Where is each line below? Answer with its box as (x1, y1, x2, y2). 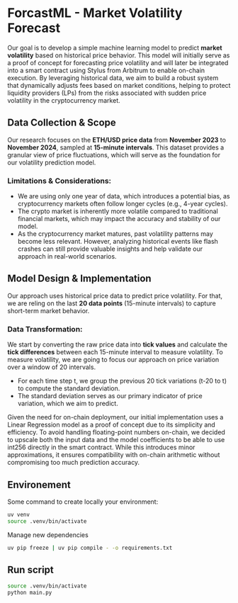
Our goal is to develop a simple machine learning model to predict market (7, 43, 222, 52)
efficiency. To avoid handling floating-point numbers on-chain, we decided (7, 428, 225, 436)
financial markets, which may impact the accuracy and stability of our (17, 215, 221, 223)
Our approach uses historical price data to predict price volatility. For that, (7, 291, 223, 300)
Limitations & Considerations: (7, 176, 112, 186)
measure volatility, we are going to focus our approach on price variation (7, 356, 220, 364)
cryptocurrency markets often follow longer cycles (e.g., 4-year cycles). (17, 200, 228, 208)
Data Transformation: (7, 324, 83, 334)
